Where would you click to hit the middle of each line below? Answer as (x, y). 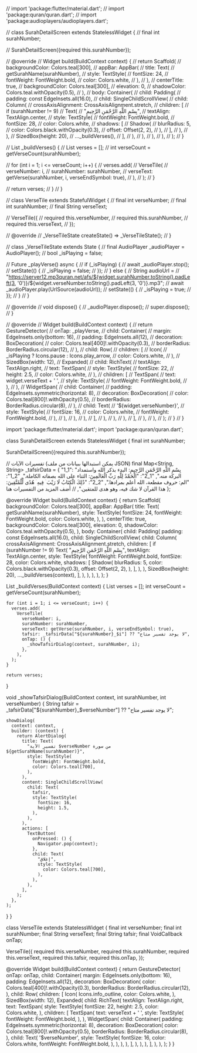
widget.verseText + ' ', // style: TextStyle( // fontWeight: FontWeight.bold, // (97, 380)
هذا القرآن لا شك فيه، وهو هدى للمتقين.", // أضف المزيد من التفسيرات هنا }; (89, 489)
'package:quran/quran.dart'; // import (51, 15)
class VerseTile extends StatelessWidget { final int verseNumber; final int (94, 927)
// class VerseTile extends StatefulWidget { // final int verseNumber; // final (96, 200)
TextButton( (42, 834)
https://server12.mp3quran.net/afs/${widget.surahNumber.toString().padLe (99, 277)
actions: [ (35, 828)
